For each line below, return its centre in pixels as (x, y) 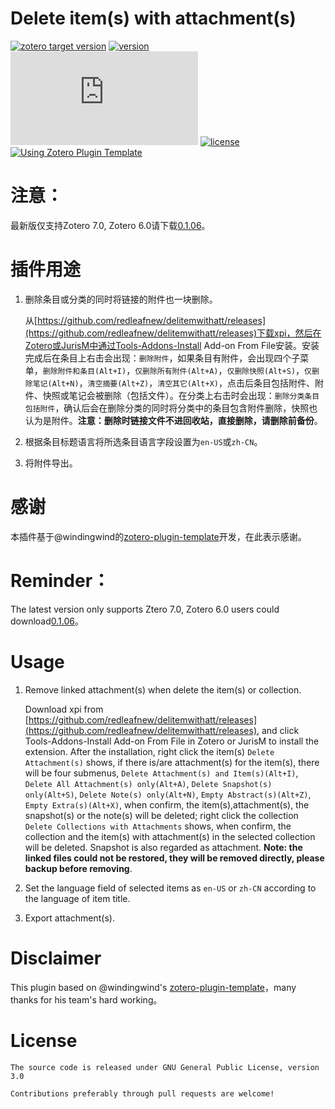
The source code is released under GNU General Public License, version (165, 1067)
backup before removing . (78, 868)
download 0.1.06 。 (47, 621)
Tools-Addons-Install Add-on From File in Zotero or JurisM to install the (172, 741)
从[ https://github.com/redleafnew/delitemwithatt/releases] (145, 320)
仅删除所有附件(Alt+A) (176, 371)
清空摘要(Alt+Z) (118, 383)
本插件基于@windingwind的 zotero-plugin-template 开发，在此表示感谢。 (158, 536)
